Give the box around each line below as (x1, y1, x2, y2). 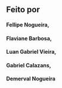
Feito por (6, 5, 40, 15)
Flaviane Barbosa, (6, 35, 52, 42)
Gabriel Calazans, (6, 61, 52, 69)
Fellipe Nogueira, (6, 21, 49, 28)
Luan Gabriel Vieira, (6, 48, 57, 56)
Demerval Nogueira (6, 75, 55, 82)
